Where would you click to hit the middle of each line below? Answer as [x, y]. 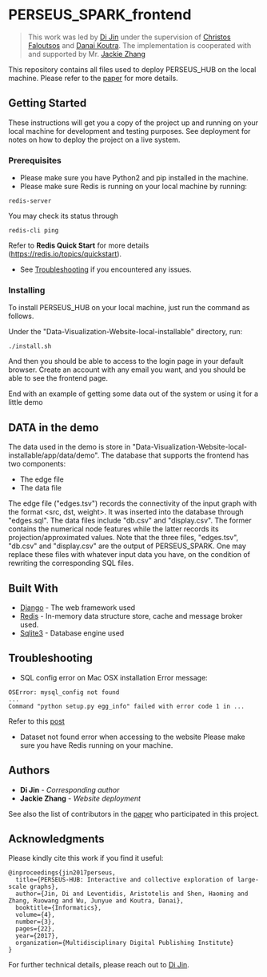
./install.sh [30, 346]
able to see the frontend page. [58, 378]
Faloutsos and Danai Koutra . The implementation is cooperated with [139, 45]
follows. [21, 316]
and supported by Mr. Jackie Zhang [87, 54]
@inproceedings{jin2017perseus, [62, 873]
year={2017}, [37, 936]
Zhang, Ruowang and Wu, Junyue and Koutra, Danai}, [96, 901]
